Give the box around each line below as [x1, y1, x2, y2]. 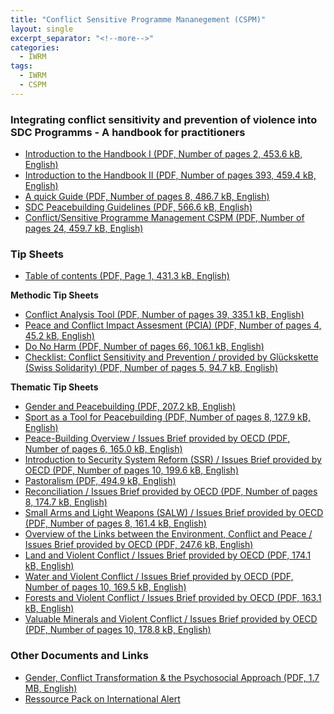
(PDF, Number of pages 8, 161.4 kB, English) [24, 517, 207, 530]
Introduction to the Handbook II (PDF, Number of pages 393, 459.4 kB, [24, 169, 317, 181]
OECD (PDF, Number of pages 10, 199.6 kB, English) [24, 464, 239, 476]
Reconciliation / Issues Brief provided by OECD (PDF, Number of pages [24, 486, 318, 498]
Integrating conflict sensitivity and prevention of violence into [10, 112, 318, 126]
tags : [10, 61, 33, 71]
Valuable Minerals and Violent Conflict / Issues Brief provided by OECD [24, 613, 318, 625]
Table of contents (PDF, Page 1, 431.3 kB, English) [24, 270, 230, 282]
